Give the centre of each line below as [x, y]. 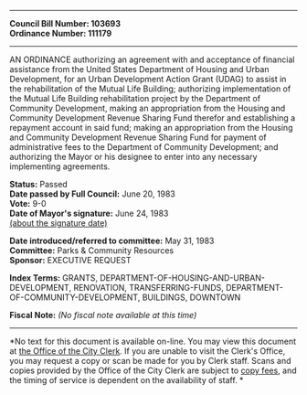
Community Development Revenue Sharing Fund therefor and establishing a [153, 118]
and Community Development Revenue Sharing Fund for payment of [138, 137]
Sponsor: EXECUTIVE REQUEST [70, 260]
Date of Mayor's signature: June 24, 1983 [89, 213]
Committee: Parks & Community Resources [92, 251]
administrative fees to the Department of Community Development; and [144, 147]
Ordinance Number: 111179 [61, 33]
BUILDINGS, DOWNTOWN [191, 297]
